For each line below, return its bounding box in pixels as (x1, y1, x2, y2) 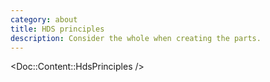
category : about (10, 14, 78, 25)
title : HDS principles (10, 24, 105, 34)
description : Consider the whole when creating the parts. (10, 33, 262, 43)
